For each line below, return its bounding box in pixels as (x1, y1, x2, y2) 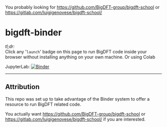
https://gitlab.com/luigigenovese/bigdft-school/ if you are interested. (5, 116, 146, 122)
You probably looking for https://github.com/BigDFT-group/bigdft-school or (5, 4, 160, 10)
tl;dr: (5, 43, 15, 49)
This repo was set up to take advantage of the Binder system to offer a (5, 96, 150, 102)
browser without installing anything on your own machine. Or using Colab (5, 54, 156, 60)
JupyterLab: (5, 63, 30, 69)
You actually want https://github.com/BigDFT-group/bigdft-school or (5, 111, 146, 117)
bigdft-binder (5, 27, 62, 38)
